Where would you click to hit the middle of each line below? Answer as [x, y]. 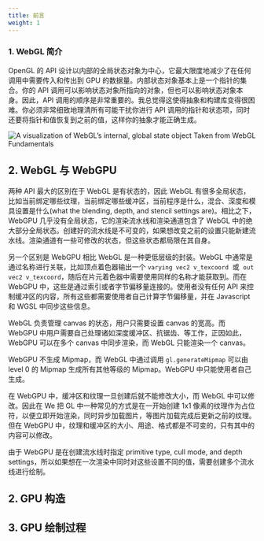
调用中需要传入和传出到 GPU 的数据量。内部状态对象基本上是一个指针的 [124, 80]
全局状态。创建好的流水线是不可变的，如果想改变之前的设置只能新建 [139, 230]
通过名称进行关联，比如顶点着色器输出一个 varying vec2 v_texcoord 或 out [131, 267]
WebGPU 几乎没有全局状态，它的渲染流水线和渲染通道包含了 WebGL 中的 [127, 220]
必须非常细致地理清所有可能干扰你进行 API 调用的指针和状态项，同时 [139, 109]
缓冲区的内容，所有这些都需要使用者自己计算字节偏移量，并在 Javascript [132, 296]
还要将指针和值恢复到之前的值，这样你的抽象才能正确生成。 [104, 120]
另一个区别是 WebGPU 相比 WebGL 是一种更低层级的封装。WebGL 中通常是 [130, 257]
